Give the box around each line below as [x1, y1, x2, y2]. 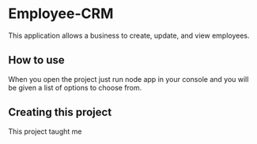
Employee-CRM [8, 5, 114, 23]
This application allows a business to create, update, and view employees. [8, 31, 251, 40]
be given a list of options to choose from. [8, 83, 142, 92]
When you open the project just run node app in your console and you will [8, 74, 249, 83]
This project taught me [8, 127, 82, 136]
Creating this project [8, 105, 112, 119]
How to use [8, 54, 65, 67]
